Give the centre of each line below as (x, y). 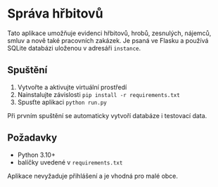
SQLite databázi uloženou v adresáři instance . (74, 48)
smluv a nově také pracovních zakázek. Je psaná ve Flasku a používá (108, 40)
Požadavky (32, 138)
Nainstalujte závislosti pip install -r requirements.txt (99, 94)
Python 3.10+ (37, 155)
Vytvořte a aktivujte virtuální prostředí (72, 87)
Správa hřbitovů (55, 14)
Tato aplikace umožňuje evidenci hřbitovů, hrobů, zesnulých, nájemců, (109, 33)
